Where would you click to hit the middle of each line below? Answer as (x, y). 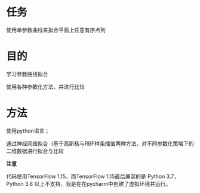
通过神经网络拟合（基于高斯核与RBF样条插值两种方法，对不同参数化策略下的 (100, 143)
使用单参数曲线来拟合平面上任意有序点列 (56, 30)
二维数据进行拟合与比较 (35, 151)
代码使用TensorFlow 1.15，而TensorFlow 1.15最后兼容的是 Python (86, 176)
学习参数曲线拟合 (27, 74)
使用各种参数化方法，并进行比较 (45, 87)
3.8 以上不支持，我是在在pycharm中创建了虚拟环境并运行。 (98, 183)
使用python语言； (28, 131)
